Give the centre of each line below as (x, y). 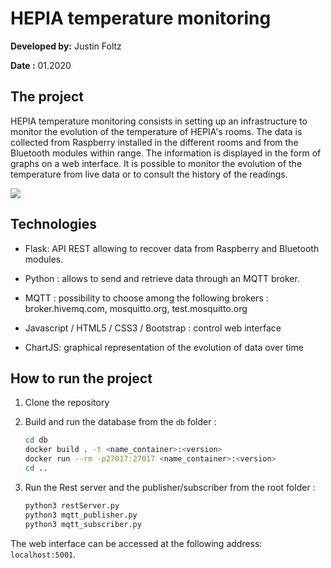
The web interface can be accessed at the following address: (136, 543)
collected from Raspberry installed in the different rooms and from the (154, 142)
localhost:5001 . (43, 554)
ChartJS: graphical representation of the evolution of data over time (164, 347)
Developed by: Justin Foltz (66, 46)
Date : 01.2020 (41, 65)
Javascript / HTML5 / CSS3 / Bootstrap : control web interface (153, 328)
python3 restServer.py (72, 505)
